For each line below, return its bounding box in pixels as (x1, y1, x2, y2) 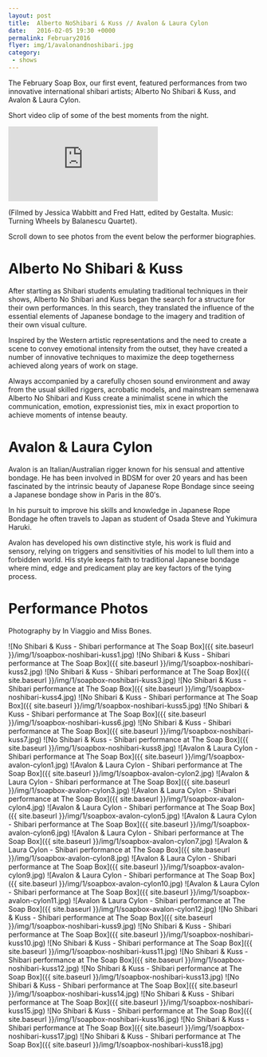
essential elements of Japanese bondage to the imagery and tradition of (8, 311, 245, 321)
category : (8, 49, 41, 57)
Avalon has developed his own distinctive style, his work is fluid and (8, 538, 231, 547)
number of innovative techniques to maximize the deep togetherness (8, 352, 235, 361)
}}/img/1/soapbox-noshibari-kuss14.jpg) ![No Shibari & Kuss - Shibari (8, 988, 235, 998)
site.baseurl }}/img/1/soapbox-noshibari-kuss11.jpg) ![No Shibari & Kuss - (8, 946, 249, 956)
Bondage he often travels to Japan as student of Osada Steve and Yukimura (8, 514, 257, 523)
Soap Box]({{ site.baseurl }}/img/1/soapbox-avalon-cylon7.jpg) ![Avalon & (8, 836, 249, 846)
